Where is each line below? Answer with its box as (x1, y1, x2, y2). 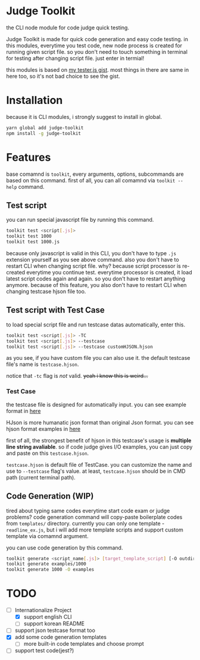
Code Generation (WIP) (6, 491, 94, 502)
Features (6, 151, 51, 164)
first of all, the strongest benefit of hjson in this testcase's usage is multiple (6, 436, 192, 444)
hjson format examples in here (6, 425, 81, 432)
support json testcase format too (14, 627, 95, 634)
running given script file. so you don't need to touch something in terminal (6, 48, 187, 55)
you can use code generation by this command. (6, 544, 123, 551)
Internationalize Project (14, 607, 72, 614)
